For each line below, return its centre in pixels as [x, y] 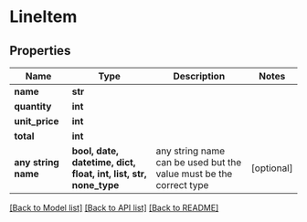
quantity [33, 106]
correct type [182, 185]
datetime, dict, [104, 162]
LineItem [43, 17]
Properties [40, 51]
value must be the [194, 174]
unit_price [37, 121]
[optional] [272, 168]
